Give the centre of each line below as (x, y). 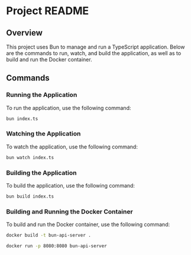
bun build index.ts (30, 196)
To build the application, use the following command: (70, 186)
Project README (48, 11)
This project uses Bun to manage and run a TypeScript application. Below (96, 47)
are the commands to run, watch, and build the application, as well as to (94, 53)
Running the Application (42, 95)
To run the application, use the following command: (69, 108)
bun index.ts (22, 119)
